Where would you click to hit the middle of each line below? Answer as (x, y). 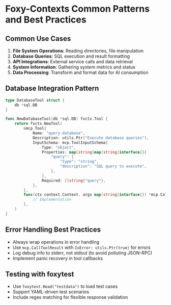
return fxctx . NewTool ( (38, 124)
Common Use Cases (38, 39)
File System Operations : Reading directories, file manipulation (78, 51)
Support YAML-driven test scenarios (51, 292)
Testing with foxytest (40, 274)
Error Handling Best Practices (53, 230)
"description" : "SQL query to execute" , (103, 166)
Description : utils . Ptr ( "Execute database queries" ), (91, 138)
